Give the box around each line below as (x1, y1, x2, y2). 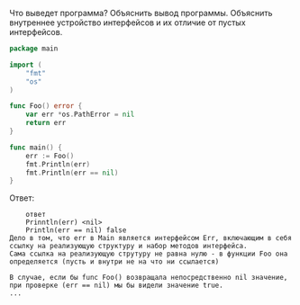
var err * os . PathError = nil (25, 110, 135, 120)
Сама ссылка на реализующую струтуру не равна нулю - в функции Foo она (9, 249, 288, 259)
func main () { (9, 143, 63, 152)
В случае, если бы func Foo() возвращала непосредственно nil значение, (9, 274, 288, 283)
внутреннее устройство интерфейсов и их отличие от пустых (9, 17, 246, 28)
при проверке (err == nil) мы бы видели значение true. (9, 281, 223, 291)
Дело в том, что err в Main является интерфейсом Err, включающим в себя (9, 234, 293, 243)
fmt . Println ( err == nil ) (25, 168, 119, 177)
